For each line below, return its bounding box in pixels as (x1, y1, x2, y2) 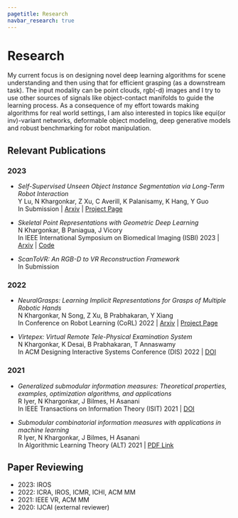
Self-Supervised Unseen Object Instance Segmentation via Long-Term (17, 182, 225, 190)
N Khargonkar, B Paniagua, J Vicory (17, 226, 123, 234)
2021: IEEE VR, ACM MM (17, 495, 90, 504)
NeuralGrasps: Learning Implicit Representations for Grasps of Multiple (17, 296, 227, 305)
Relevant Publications (7, 144, 107, 156)
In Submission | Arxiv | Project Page (17, 205, 123, 213)
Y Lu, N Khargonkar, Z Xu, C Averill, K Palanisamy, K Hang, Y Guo (17, 197, 209, 206)
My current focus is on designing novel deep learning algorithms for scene (7, 71, 226, 80)
